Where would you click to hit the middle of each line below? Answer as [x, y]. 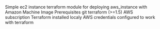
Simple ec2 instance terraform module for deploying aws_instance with [76, 7]
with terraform [19, 22]
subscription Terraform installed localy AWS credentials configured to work [80, 17]
